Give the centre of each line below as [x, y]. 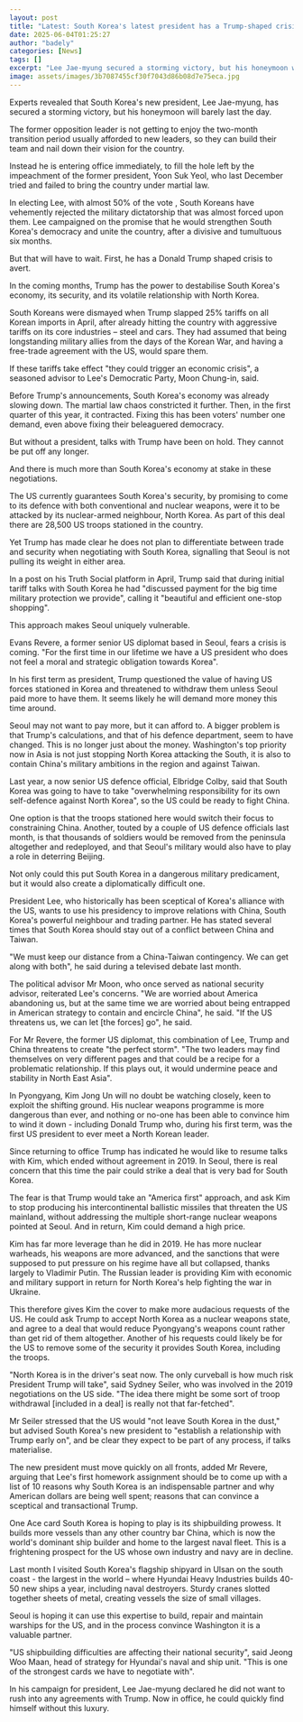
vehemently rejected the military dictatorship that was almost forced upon [147, 212]
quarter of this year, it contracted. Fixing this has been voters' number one [147, 414]
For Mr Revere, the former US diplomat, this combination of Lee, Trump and [150, 1040]
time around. [33, 708]
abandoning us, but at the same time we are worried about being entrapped [150, 1003]
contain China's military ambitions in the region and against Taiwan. [135, 764]
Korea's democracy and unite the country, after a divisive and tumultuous [146, 231]
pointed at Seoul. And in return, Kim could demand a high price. [128, 1226]
